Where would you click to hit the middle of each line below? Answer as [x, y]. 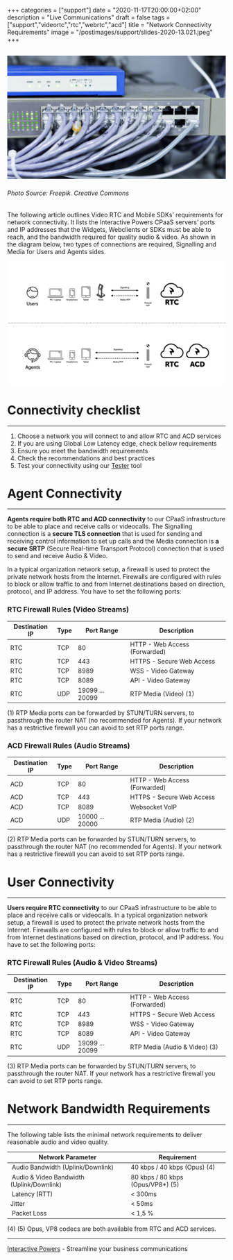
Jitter [18, 1204]
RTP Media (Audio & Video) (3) [174, 1047]
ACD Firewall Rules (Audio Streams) [69, 746]
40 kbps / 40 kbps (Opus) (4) [173, 1167]
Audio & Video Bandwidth [48, 1177]
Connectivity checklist [74, 410]
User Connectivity [61, 882]
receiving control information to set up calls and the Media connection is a [113, 541]
